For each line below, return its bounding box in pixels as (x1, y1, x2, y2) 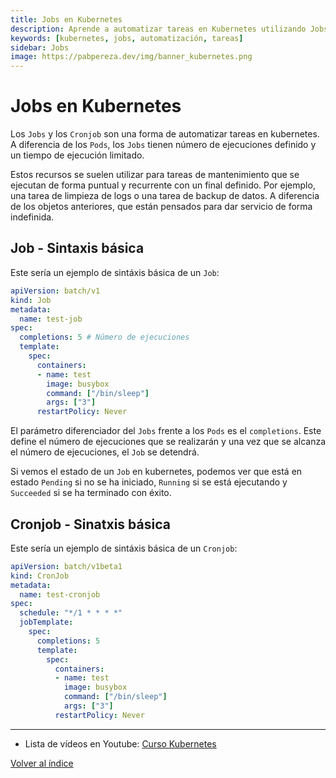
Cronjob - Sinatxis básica (10, 516, 171, 533)
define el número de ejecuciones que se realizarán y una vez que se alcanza (10, 436, 326, 448)
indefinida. (10, 211, 55, 223)
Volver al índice (10, 757, 74, 769)
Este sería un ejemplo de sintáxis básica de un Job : (10, 266, 220, 278)
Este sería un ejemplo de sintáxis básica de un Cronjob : (10, 542, 238, 554)
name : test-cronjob (19, 589, 101, 600)
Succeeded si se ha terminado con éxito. (10, 487, 172, 499)
